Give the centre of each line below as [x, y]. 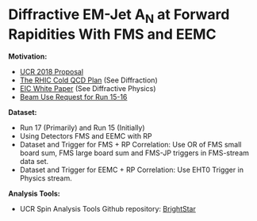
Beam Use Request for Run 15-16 [73, 97]
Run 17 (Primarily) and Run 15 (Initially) [82, 128]
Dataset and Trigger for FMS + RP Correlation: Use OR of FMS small [130, 144]
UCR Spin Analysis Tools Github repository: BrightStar [107, 208]
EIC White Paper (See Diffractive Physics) [88, 88]
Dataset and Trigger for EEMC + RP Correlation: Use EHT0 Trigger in [132, 170]
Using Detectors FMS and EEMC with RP [86, 135]
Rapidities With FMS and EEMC [112, 34]
